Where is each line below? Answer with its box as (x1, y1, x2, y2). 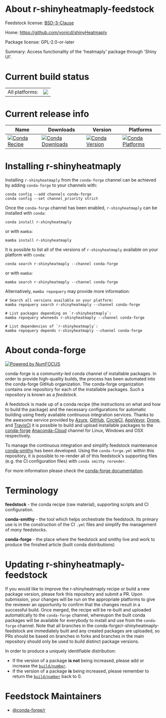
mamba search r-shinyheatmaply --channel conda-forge (5, 280, 119, 285)
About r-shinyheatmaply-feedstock (5, 3, 155, 15)
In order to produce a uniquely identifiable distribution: (5, 648, 116, 654)
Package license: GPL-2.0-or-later (5, 39, 75, 45)
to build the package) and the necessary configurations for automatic (5, 406, 147, 412)
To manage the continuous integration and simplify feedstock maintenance (5, 442, 158, 448)
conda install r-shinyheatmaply (5, 219, 72, 225)
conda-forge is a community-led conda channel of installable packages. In (5, 370, 157, 377)
